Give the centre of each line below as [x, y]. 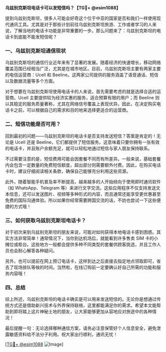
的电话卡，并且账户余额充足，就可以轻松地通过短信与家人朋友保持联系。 [79, 148]
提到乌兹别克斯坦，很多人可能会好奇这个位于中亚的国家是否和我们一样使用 [81, 18]
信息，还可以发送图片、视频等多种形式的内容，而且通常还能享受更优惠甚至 [85, 194]
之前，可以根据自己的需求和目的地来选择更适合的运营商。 [72, 110]
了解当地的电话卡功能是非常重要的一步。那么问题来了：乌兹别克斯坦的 [85, 31]
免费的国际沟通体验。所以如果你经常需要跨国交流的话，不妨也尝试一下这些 [81, 200]
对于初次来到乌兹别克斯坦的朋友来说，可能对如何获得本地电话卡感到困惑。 [81, 232]
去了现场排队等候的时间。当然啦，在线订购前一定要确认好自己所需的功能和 [81, 267]
